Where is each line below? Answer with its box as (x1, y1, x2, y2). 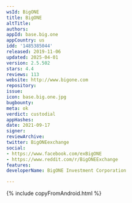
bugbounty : (6, 99, 34, 105)
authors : (6, 26, 29, 32)
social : (6, 144, 26, 151)
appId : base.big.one (6, 32, 59, 38)
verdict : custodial (6, 111, 56, 117)
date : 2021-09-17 (6, 123, 50, 129)
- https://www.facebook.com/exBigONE (6, 151, 102, 157)
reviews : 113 (6, 71, 40, 77)
